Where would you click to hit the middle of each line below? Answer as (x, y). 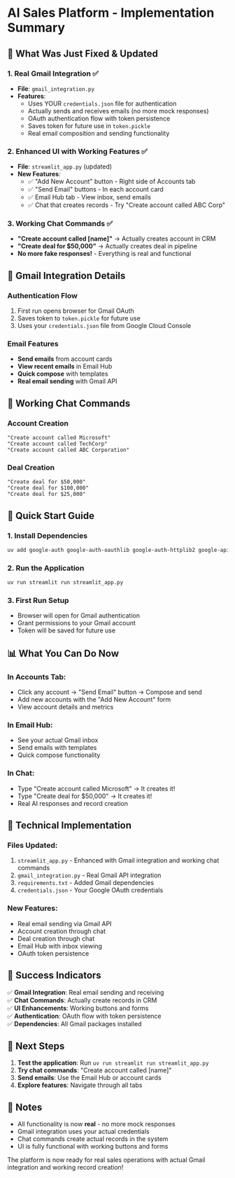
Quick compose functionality (59, 755)
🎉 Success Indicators (54, 975)
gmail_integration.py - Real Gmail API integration (89, 875)
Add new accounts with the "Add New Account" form (94, 700)
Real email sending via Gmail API (64, 923)
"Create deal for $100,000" (48, 488)
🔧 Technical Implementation (69, 826)
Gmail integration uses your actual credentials (84, 1132)
